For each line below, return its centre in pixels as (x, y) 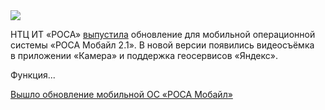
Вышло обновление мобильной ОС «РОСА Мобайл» (121, 94)
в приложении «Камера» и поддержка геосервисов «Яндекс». (144, 55)
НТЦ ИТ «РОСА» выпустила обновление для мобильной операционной (163, 34)
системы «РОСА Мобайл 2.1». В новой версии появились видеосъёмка (162, 45)
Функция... (33, 75)
